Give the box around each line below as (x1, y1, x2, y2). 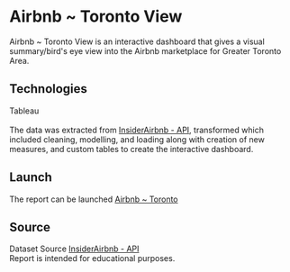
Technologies (9, 81, 88, 96)
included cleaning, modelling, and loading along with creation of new (9, 133, 266, 145)
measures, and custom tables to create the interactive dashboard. (9, 143, 254, 154)
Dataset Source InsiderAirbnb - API (9, 243, 140, 254)
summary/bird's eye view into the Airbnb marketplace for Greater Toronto (9, 45, 282, 56)
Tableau (9, 105, 40, 116)
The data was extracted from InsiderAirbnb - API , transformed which (9, 124, 264, 135)
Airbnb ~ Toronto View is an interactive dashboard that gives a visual (9, 36, 266, 47)
